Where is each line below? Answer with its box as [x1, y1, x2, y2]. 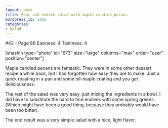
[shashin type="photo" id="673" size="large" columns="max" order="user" [5, 50, 163, 56]
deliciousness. [5, 81, 35, 88]
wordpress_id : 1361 [5, 17, 47, 22]
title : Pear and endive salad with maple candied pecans [5, 12, 128, 17]
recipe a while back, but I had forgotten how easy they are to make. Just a [5, 70, 160, 76]
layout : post [5, 7, 33, 13]
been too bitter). [5, 107, 39, 113]
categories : [5, 21, 30, 27]
